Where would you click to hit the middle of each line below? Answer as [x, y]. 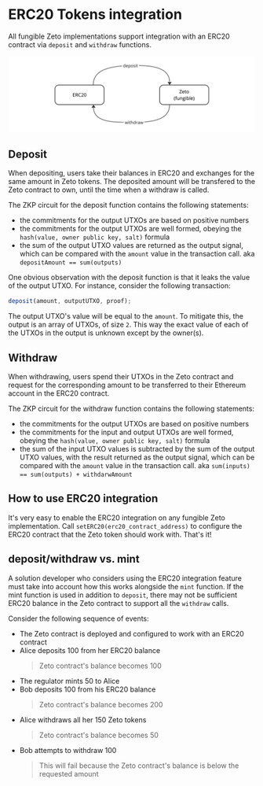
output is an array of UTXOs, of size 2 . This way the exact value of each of [128, 325]
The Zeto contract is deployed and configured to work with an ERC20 [132, 633]
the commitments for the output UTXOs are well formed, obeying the [130, 229]
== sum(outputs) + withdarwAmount [76, 474]
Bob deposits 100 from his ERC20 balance [88, 689]
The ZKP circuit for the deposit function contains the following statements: [128, 205]
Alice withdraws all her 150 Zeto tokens [83, 720]
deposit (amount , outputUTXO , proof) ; [70, 301]
